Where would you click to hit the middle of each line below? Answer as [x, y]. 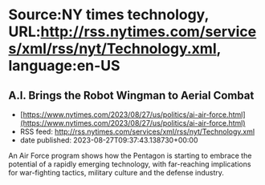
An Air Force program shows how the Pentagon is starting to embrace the [130, 155]
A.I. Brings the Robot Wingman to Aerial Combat [131, 95]
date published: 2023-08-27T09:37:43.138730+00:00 [109, 140]
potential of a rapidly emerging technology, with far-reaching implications [130, 164]
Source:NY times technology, [108, 15]
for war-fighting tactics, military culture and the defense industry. [116, 173]
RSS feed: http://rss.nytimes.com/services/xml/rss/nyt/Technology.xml [137, 131]
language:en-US [64, 66]
